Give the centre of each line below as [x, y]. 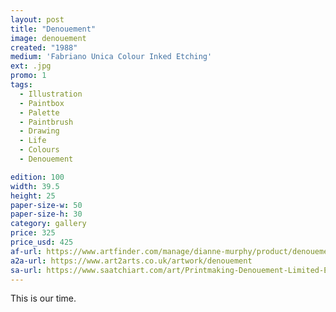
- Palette [39, 112]
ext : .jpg [31, 66]
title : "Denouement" [53, 29]
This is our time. [43, 298]
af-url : [26, 251]
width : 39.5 [35, 186]
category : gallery [48, 224]
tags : [21, 85]
